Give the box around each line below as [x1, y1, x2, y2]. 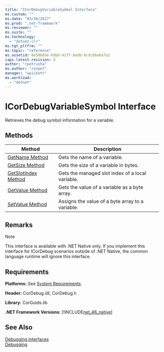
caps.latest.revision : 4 [5, 57, 56, 62]
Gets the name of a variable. [58, 154, 123, 161]
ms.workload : [5, 75, 32, 80]
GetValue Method [7, 187, 48, 194]
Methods [5, 131, 33, 139]
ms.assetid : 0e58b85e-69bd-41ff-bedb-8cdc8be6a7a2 [5, 52, 110, 58]
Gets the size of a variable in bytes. [58, 162, 139, 169]
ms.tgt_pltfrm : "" [5, 44, 42, 48]
